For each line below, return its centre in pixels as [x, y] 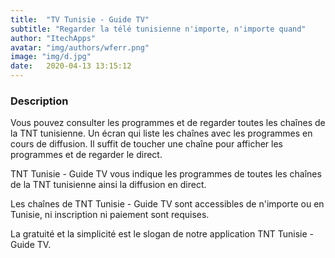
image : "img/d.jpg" [51, 57]
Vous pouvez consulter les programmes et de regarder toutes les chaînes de [168, 123]
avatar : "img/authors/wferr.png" [80, 47]
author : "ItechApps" [53, 38]
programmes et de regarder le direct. [86, 155]
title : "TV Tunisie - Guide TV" [80, 19]
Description [39, 101]
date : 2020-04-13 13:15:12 [71, 66]
